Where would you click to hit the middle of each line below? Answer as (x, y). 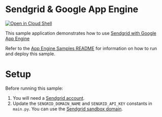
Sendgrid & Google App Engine (72, 9)
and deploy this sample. (30, 54)
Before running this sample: (34, 88)
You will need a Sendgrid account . (49, 98)
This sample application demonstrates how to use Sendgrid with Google (81, 33)
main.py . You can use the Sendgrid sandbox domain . (68, 109)
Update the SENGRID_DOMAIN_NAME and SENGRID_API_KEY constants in (82, 103)
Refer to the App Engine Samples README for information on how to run (81, 48)
